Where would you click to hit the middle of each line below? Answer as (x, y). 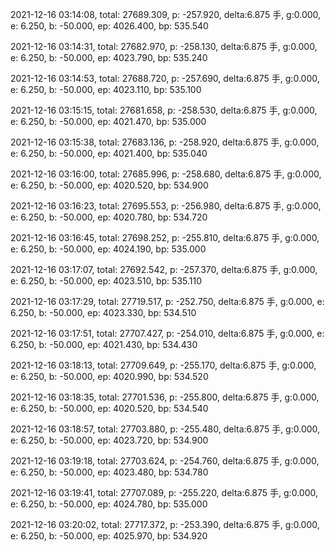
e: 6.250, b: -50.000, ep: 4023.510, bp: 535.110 (106, 281)
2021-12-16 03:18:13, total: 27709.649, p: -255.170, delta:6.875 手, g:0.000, (163, 365)
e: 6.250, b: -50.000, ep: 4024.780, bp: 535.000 (109, 504)
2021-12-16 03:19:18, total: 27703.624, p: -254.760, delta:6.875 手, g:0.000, (165, 461)
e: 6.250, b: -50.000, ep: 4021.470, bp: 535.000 (108, 121)
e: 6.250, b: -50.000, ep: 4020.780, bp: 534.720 (109, 217)
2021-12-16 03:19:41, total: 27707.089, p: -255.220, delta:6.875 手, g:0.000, (164, 492)
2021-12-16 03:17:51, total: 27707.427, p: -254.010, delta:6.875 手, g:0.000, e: (167, 333)
